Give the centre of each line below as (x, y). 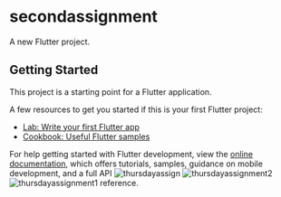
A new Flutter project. (50, 42)
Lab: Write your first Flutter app (81, 127)
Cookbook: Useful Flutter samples (86, 136)
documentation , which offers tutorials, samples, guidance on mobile (136, 164)
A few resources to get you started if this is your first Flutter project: (136, 109)
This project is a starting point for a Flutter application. (111, 91)
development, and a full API (61, 173)
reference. (119, 183)
